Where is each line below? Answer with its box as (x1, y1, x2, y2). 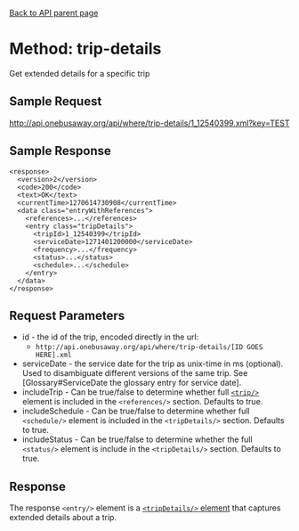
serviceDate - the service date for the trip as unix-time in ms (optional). (21, 358, 284, 369)
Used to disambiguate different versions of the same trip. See (21, 368, 248, 379)
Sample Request (9, 94, 102, 110)
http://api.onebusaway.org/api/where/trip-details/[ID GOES (35, 343, 263, 352)
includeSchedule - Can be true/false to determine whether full (21, 405, 251, 417)
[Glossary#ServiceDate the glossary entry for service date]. (21, 378, 242, 388)
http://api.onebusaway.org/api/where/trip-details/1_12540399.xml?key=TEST (9, 118, 290, 128)
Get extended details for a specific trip (9, 68, 150, 78)
